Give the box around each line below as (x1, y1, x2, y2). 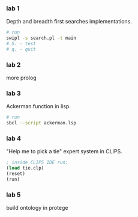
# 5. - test (6, 41, 36, 47)
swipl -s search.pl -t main (6, 35, 77, 41)
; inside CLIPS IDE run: (6, 159, 68, 166)
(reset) (6, 171, 26, 177)
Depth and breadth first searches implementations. (6, 18, 132, 25)
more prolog (6, 74, 37, 82)
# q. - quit (6, 46, 36, 52)
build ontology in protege (6, 204, 68, 212)
